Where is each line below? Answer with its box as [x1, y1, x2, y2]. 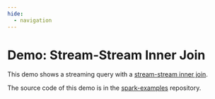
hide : [7, 10, 23, 18]
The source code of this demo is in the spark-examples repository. [7, 84, 202, 92]
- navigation [13, 17, 52, 24]
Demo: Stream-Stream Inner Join [7, 47, 206, 63]
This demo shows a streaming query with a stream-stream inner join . [7, 70, 209, 79]
